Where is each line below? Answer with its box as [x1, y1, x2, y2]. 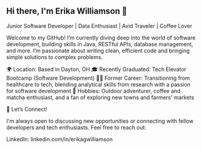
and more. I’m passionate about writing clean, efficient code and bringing [6, 47, 190, 54]
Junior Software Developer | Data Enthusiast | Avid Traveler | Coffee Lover [6, 22, 193, 29]
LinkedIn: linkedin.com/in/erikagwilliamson [6, 135, 113, 143]
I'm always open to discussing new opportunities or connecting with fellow [6, 117, 193, 125]
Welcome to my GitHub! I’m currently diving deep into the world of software [6, 34, 196, 41]
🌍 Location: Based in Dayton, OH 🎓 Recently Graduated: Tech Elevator [6, 65, 187, 73]
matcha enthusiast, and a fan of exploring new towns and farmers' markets [6, 94, 195, 101]
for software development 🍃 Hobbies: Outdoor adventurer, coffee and [6, 87, 181, 94]
